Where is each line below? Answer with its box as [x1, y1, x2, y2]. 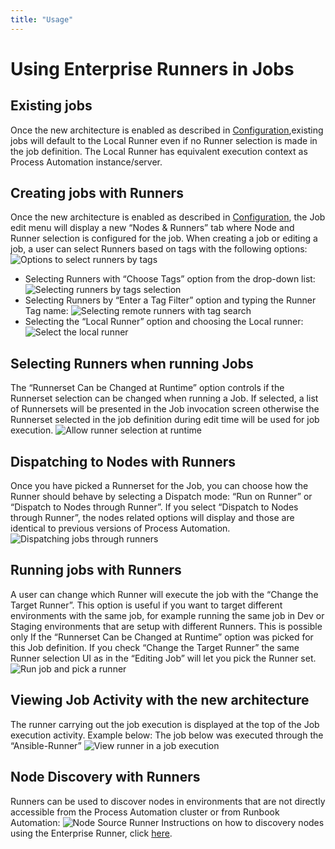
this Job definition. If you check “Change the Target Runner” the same [10, 641, 300, 653]
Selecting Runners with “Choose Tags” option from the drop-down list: [24, 273, 316, 285]
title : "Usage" [10, 14, 74, 25]
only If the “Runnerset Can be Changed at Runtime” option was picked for [10, 631, 314, 643]
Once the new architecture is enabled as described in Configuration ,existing [10, 124, 324, 136]
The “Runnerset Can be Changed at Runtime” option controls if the [10, 382, 285, 394]
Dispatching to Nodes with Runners [10, 453, 237, 470]
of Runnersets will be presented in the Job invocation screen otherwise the [10, 403, 320, 415]
